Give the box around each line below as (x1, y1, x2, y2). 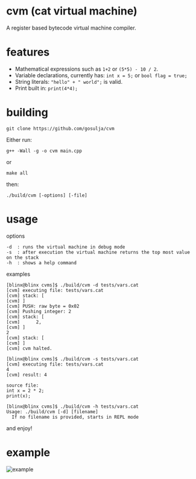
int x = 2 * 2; (6, 387, 45, 393)
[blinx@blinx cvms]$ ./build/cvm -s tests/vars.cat (6, 356, 139, 362)
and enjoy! (6, 424, 33, 432)
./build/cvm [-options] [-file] (6, 192, 87, 198)
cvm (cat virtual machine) (6, 4, 138, 18)
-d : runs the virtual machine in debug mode (6, 244, 125, 250)
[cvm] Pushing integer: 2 (6, 308, 71, 314)
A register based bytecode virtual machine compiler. (6, 24, 137, 31)
